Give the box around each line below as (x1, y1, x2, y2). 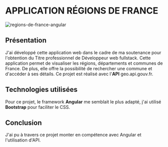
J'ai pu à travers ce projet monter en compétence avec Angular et (5, 132, 142, 138)
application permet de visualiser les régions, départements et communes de (5, 60, 163, 66)
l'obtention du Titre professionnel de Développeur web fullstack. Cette (5, 55, 151, 61)
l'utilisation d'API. (5, 137, 41, 143)
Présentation (5, 36, 47, 45)
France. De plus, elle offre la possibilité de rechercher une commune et (5, 65, 152, 71)
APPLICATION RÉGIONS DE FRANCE (5, 5, 158, 17)
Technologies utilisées (5, 85, 78, 94)
